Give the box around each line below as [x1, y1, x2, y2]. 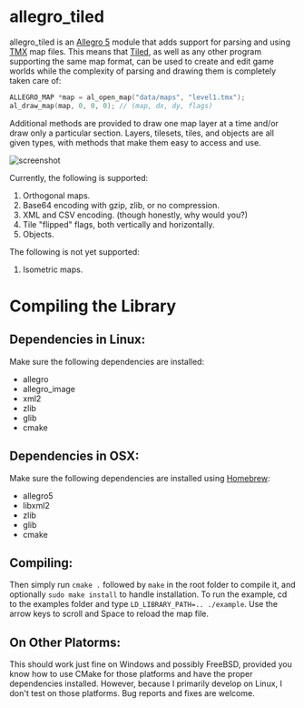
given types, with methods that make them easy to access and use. [9, 137, 261, 147]
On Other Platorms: [9, 634, 121, 650]
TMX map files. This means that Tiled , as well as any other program [9, 46, 261, 56]
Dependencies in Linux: [9, 332, 146, 348]
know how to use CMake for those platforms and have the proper [9, 669, 253, 680]
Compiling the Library [9, 296, 177, 316]
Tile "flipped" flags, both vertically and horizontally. [22, 218, 215, 229]
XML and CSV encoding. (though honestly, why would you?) [22, 209, 248, 220]
